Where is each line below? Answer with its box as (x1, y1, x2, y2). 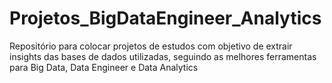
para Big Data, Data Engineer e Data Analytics (9, 61, 199, 73)
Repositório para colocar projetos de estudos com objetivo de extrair (9, 40, 293, 52)
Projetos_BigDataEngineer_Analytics (9, 7, 322, 30)
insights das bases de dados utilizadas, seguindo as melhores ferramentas (9, 50, 317, 62)
